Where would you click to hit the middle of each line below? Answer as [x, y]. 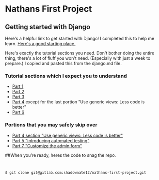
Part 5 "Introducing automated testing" [51, 140]
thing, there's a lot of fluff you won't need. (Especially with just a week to [78, 58]
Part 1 [18, 86]
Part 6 [18, 112]
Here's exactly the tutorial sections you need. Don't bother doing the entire [80, 53]
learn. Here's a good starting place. [40, 44]
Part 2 [18, 92]
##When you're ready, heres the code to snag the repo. [61, 155]
